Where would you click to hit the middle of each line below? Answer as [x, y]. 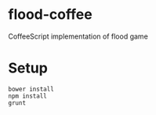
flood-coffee [50, 15]
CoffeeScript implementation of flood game [78, 36]
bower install [31, 89]
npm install [27, 96]
